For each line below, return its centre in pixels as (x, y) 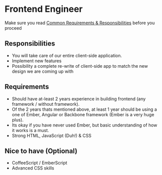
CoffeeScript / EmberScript (39, 163)
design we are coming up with (43, 71)
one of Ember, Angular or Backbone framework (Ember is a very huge (83, 114)
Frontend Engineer (44, 9)
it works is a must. (30, 130)
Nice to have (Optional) (41, 151)
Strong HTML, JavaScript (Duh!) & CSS (52, 135)
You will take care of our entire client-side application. (67, 55)
